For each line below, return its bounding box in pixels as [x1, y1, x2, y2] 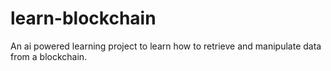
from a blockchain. [10, 50, 88, 62]
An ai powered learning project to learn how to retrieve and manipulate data [10, 40, 322, 52]
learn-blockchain [10, 7, 157, 30]
